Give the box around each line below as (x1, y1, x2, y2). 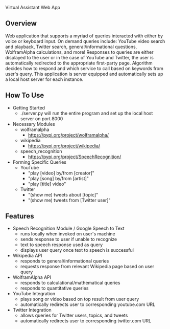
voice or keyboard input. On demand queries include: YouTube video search (5, 38, 165, 44)
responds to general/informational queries (20, 258, 109, 264)
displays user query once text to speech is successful (20, 247, 134, 253)
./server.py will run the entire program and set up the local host (20, 110, 153, 116)
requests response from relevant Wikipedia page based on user (20, 264, 155, 270)
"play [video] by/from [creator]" (28, 170, 94, 176)
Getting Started (12, 104, 45, 111)
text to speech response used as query (20, 242, 103, 248)
